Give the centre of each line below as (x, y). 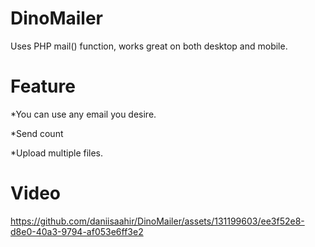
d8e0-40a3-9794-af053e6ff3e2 (77, 231)
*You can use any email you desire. (83, 114)
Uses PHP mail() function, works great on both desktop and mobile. (149, 46)
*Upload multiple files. (57, 153)
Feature (43, 86)
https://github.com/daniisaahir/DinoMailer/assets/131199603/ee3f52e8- (157, 221)
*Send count (37, 133)
